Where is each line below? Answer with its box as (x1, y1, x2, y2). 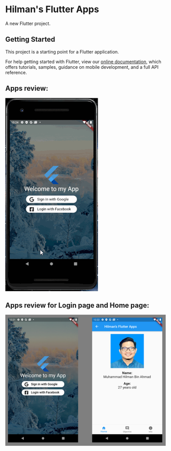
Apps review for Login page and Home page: (5, 301, 149, 309)
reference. (5, 69, 27, 75)
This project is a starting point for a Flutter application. (5, 48, 119, 54)
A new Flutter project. (5, 20, 51, 26)
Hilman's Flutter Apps (5, 4, 99, 15)
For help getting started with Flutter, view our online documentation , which (5, 59, 162, 65)
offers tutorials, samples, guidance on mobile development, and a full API (5, 64, 159, 70)
